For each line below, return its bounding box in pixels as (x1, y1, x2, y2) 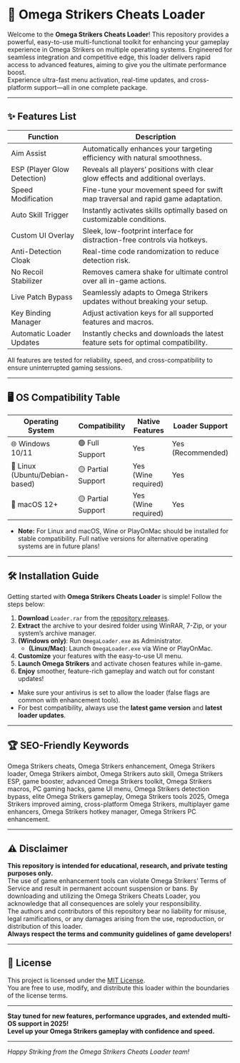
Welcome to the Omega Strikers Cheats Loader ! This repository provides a (7, 30, 229, 39)
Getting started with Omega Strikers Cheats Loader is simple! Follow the (7, 593, 222, 601)
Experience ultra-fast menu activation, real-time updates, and (7, 75, 189, 84)
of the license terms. (7, 991, 68, 999)
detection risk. (82, 255, 131, 265)
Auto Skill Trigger (11, 210, 69, 220)
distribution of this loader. (7, 922, 84, 930)
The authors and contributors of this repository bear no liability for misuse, (7, 907, 227, 915)
